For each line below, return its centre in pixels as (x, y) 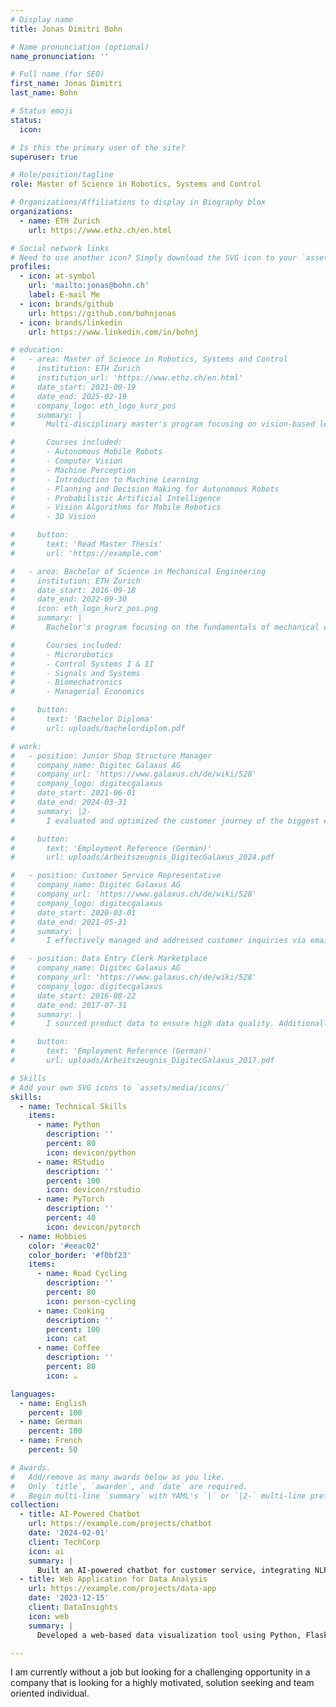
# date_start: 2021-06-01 (73, 793)
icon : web (49, 1616)
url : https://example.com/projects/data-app (122, 1589)
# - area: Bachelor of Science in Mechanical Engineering (138, 571)
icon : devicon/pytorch (93, 1227)
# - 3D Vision (53, 517)
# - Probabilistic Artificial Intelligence (116, 498)
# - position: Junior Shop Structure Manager (111, 756)
